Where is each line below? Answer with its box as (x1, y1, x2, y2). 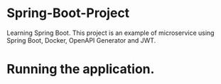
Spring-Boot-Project (6, 5, 130, 21)
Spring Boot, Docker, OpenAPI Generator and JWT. (6, 36, 156, 44)
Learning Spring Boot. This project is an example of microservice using (6, 28, 215, 37)
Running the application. (6, 61, 155, 78)
